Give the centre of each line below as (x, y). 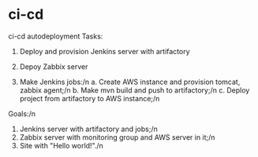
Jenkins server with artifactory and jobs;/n (88, 129)
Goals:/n (22, 113)
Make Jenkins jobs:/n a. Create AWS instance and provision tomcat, (130, 82)
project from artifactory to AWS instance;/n (90, 98)
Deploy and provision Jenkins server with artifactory (105, 51)
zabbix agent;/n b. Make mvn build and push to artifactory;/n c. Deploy (135, 90)
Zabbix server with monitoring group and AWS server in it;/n (117, 137)
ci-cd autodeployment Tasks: (56, 36)
